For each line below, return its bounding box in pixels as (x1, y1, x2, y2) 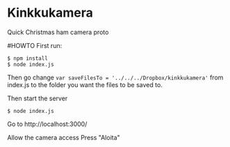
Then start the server (7, 94, 68, 102)
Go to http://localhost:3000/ (7, 120, 88, 128)
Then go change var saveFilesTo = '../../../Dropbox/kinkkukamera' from (7, 73, 224, 82)
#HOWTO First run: (7, 41, 63, 49)
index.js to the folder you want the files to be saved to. (7, 80, 163, 88)
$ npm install (7, 54, 49, 62)
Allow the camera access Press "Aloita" (7, 133, 120, 141)
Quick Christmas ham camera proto (7, 28, 109, 36)
